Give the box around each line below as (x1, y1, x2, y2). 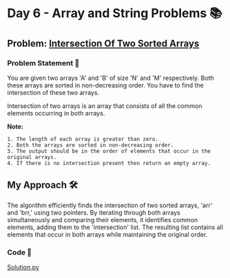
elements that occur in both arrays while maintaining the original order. (7, 230, 208, 238)
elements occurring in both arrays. (7, 109, 105, 117)
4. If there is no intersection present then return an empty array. (7, 160, 211, 167)
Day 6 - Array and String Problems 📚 (7, 6, 222, 21)
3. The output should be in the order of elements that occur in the (7, 147, 211, 155)
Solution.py (7, 263, 39, 271)
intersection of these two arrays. (7, 88, 100, 96)
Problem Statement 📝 (7, 58, 80, 67)
